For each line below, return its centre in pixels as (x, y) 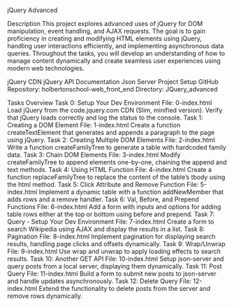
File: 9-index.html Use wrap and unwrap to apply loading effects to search (114, 251)
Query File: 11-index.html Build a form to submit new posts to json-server (112, 273)
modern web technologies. (46, 68)
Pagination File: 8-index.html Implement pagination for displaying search (111, 236)
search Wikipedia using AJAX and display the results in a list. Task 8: (106, 229)
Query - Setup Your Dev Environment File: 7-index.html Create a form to (111, 222)
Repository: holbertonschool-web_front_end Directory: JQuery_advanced (112, 89)
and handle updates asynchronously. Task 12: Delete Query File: (100, 281)
